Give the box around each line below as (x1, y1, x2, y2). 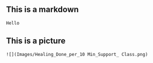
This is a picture (6, 36, 66, 46)
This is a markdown (6, 5, 79, 15)
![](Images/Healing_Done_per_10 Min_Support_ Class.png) (6, 51, 148, 57)
